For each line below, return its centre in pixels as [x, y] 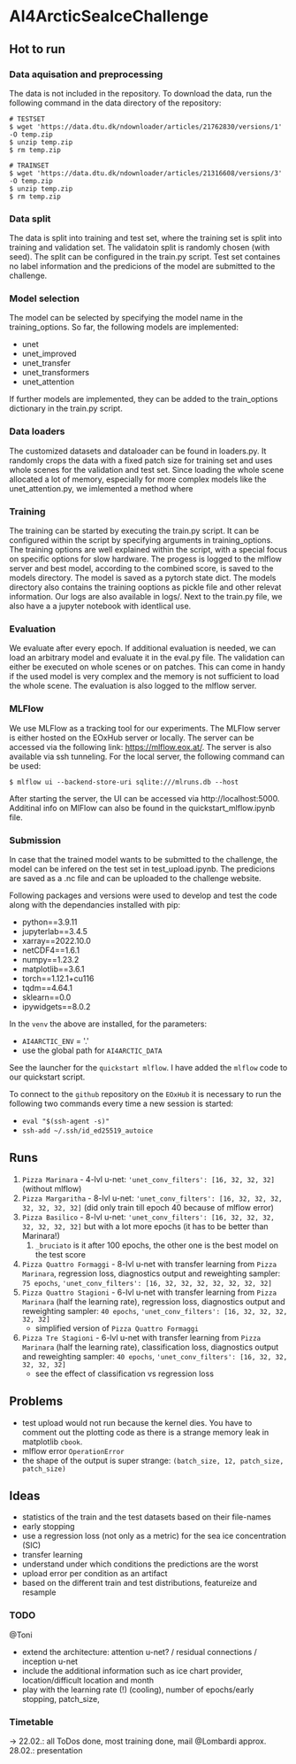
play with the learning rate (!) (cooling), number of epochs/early [138, 1690]
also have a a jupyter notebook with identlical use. [100, 606]
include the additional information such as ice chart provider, [132, 1670]
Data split [30, 219]
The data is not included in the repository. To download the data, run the [140, 93]
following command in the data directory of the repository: [115, 103]
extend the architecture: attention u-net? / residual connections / [140, 1652]
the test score [61, 1254]
